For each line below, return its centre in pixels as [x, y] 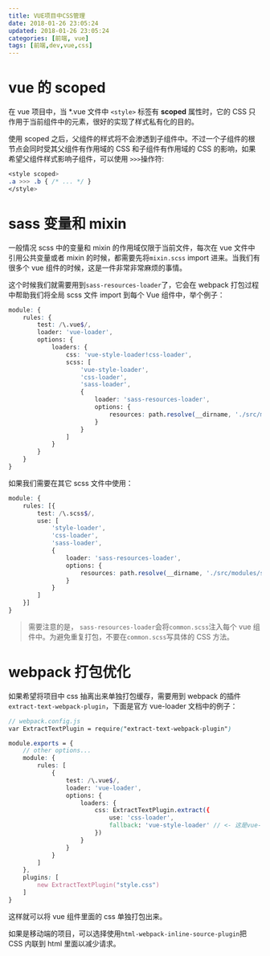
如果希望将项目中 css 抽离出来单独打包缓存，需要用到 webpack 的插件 [125, 696]
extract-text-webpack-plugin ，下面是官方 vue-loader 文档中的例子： [123, 706]
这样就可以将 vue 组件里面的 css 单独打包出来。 [88, 916]
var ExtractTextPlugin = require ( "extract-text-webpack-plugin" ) [120, 729]
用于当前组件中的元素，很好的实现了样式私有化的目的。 [106, 122]
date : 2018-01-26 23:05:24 [53, 23]
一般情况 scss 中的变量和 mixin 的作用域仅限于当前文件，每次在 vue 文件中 [132, 247]
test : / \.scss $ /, [66, 513]
